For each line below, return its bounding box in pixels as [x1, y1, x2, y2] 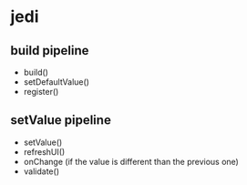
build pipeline [10, 43, 89, 58]
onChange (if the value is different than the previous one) [23, 156, 240, 167]
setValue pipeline [10, 112, 112, 128]
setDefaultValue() [23, 77, 90, 87]
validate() [23, 166, 60, 177]
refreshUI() [23, 146, 66, 157]
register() [23, 87, 59, 97]
